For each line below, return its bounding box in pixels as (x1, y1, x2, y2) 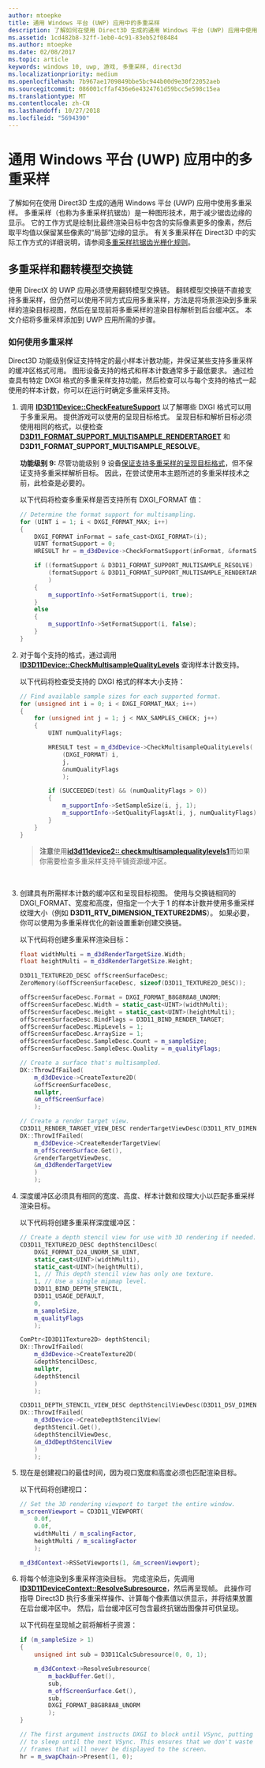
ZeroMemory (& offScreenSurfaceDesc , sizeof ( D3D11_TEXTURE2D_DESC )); (19, 979, 247, 987)
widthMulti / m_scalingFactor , (34, 1530, 137, 1538)
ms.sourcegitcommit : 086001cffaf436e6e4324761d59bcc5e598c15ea (8, 84, 221, 93)
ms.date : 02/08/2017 (8, 48, 77, 56)
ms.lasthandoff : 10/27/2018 (8, 107, 101, 115)
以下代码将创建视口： (19, 1485, 89, 1494)
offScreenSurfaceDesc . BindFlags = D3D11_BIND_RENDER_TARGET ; (19, 1015, 226, 1023)
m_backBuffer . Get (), (48, 1672, 116, 1680)
